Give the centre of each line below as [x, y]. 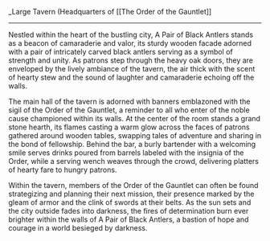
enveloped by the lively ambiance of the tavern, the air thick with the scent [132, 69]
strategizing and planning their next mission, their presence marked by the [131, 194]
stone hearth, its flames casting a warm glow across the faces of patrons [129, 127]
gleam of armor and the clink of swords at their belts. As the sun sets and [130, 202]
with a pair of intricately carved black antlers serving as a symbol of [121, 52]
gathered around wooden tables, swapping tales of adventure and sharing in [135, 135]
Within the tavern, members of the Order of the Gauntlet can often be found [133, 185]
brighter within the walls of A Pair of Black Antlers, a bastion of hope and [129, 219]
